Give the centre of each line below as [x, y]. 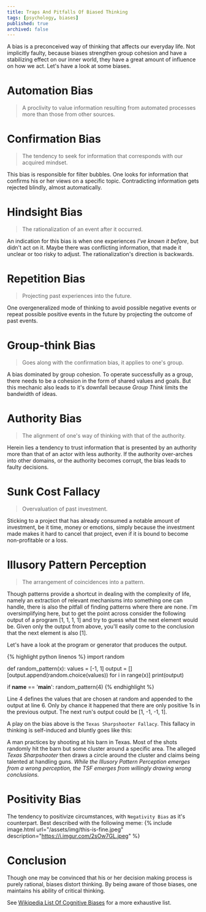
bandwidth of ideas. [32, 393]
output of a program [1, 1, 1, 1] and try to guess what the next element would [103, 620]
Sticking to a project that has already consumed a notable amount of [93, 520]
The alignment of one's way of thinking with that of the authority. [104, 435]
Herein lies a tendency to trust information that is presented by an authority [102, 447]
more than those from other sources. [68, 115]
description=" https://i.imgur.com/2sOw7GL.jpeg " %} [74, 836]
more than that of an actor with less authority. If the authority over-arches [100, 454]
